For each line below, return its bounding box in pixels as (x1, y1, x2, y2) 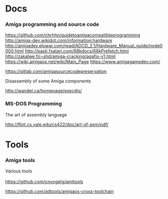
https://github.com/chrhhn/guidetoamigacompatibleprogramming (5, 32, 140, 38)
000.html (5, 48, 24, 54)
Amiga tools (5, 156, 35, 163)
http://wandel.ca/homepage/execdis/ (5, 88, 82, 94)
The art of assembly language (5, 111, 67, 117)
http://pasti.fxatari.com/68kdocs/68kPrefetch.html (25, 48, 129, 54)
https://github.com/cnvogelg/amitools (5, 178, 84, 185)
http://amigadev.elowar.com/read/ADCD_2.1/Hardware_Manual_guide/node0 (5, 43, 163, 49)
